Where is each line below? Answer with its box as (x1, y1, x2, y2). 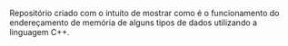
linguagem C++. (9, 27, 70, 37)
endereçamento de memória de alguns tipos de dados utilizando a (9, 17, 257, 28)
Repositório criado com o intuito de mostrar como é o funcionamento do (9, 8, 280, 18)
